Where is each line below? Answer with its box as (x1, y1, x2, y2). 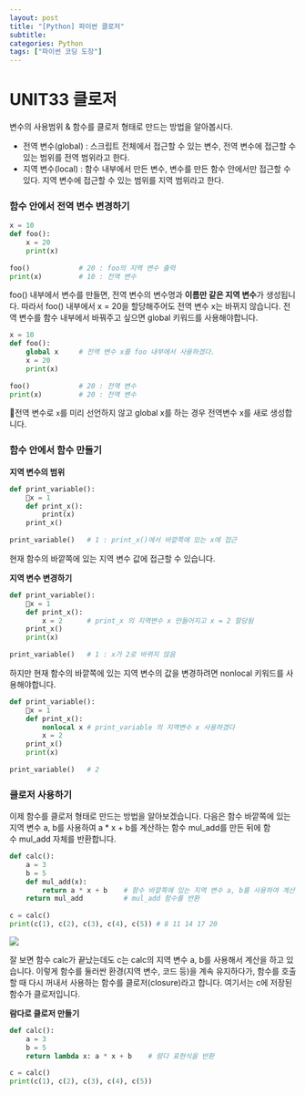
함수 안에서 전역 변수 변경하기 (9, 200, 130, 212)
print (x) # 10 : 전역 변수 (9, 272, 137, 281)
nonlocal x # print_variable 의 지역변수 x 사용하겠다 (42, 722, 235, 732)
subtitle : (9, 30, 47, 39)
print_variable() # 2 (9, 765, 100, 774)
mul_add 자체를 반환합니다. (18, 833, 117, 844)
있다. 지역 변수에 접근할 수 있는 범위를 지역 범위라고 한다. (22, 175, 225, 186)
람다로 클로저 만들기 (9, 1007, 80, 1018)
